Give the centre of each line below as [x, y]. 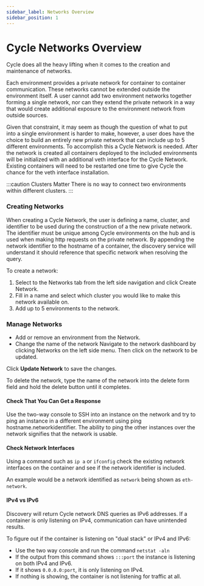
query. [14, 259]
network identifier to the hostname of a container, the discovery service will [101, 246]
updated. [26, 357]
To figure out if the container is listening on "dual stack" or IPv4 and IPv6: [98, 538]
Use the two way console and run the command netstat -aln [92, 550]
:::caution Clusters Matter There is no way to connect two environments [96, 184]
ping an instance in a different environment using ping [74, 421]
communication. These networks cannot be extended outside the [88, 90]
